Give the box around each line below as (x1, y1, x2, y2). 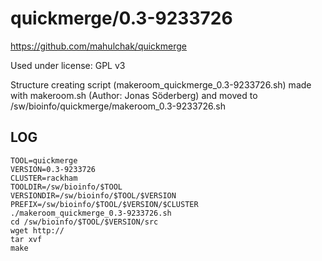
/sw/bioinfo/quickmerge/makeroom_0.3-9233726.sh (10, 100, 226, 112)
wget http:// (10, 225, 65, 236)
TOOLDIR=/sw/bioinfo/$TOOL (10, 182, 123, 192)
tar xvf (10, 234, 43, 244)
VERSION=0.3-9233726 (10, 164, 97, 174)
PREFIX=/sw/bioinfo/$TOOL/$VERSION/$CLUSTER (10, 199, 199, 209)
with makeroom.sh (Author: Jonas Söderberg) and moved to (10, 89, 258, 101)
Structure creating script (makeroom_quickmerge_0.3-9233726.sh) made (10, 78, 312, 91)
